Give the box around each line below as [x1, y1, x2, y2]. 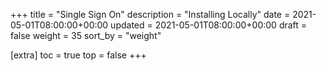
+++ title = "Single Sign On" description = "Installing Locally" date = [10, 9, 291, 20]
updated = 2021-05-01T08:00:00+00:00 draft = [110, 19, 308, 31]
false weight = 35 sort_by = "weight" [10, 30, 162, 41]
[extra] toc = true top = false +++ [10, 49, 147, 61]
